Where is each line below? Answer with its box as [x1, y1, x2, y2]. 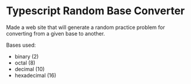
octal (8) [14, 59, 35, 66]
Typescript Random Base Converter [6, 4, 185, 18]
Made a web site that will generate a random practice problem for [6, 24, 165, 31]
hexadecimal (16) [14, 72, 57, 79]
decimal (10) [14, 65, 45, 72]
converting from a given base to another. [6, 30, 105, 37]
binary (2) [14, 53, 39, 60]
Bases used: [6, 41, 37, 49]
